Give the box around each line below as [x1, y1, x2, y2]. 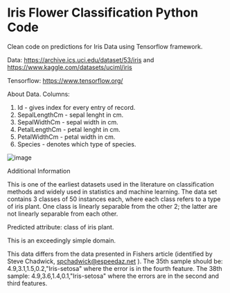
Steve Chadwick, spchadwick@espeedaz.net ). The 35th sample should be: [7, 257, 223, 265]
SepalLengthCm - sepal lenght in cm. [17, 111, 124, 119]
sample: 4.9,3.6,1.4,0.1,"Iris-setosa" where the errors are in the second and [7, 272, 220, 280]
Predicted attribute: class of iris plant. [7, 223, 114, 231]
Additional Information [7, 167, 71, 175]
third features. [7, 278, 48, 287]
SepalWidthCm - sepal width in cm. [17, 117, 119, 126]
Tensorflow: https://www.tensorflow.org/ [7, 76, 123, 84]
